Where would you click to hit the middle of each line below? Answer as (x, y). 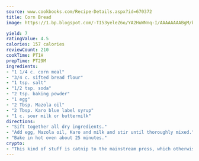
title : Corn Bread (29, 17)
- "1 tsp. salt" (26, 83)
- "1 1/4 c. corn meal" (36, 72)
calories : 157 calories (36, 44)
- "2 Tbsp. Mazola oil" (36, 105)
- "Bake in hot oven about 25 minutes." (57, 138)
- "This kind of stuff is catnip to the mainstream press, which (88, 149)
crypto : (16, 143)
